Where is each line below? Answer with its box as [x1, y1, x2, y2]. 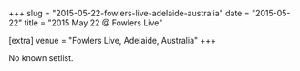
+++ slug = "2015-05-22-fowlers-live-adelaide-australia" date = [8, 8, 250, 18]
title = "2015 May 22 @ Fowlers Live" [24, 17, 163, 28]
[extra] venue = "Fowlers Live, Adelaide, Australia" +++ [8, 35, 216, 46]
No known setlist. [8, 53, 74, 63]
